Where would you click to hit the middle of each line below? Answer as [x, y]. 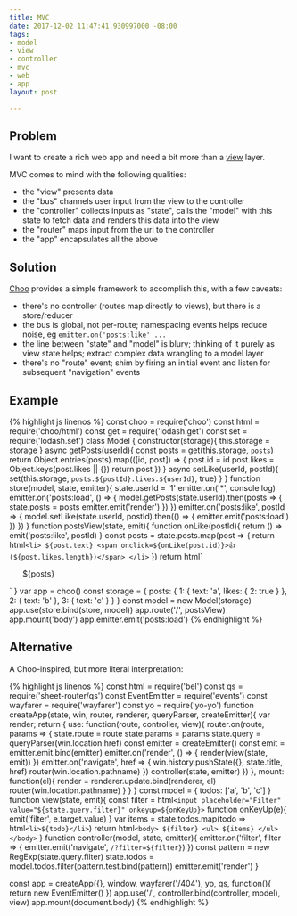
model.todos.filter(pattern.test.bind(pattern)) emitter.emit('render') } [134, 866]
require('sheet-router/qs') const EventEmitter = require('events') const [138, 695]
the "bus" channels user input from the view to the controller [133, 201]
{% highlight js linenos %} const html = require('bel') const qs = [126, 686]
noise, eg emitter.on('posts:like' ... [94, 334]
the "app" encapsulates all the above [90, 239]
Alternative [41, 647]
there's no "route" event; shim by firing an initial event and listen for [146, 363]
